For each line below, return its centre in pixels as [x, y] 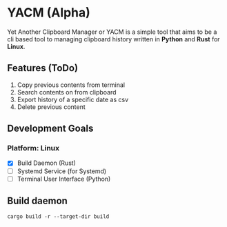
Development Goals [50, 129]
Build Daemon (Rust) [46, 163]
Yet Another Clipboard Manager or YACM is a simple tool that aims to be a [112, 32]
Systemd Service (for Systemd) [62, 171]
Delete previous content [51, 107]
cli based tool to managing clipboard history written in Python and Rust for [113, 39]
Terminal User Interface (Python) [64, 179]
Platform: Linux [33, 148]
